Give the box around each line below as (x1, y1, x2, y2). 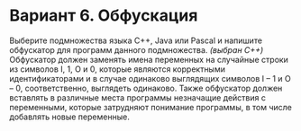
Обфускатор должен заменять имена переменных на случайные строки (9, 54, 288, 65)
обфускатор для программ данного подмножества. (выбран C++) (9, 44, 264, 55)
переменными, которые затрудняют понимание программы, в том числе (9, 101, 293, 112)
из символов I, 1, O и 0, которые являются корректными (9, 64, 225, 74)
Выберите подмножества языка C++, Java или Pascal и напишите (9, 35, 263, 46)
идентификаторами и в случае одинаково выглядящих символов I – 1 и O (9, 73, 291, 83)
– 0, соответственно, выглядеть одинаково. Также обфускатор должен (9, 83, 283, 93)
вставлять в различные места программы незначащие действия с (9, 92, 266, 103)
